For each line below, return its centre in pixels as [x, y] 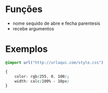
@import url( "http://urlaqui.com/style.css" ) [54, 62]
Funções [24, 9]
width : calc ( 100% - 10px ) [42, 81]
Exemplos [27, 49]
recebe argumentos [33, 28]
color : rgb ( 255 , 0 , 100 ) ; [42, 76]
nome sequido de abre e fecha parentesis [56, 23]
